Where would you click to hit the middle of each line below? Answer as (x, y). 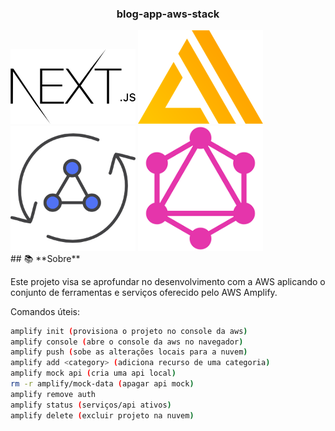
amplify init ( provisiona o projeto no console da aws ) (129, 331)
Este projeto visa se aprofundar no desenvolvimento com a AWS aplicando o (168, 281)
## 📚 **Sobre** (45, 258)
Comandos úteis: (45, 311)
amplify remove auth (53, 394)
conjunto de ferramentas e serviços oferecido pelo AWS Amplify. (144, 292)
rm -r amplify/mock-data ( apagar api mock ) (102, 384)
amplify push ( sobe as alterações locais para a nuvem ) (129, 352)
